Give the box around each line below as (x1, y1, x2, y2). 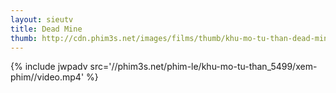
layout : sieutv (10, 14, 74, 25)
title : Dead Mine (10, 24, 83, 34)
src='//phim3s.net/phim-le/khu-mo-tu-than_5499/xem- (89, 61, 318, 73)
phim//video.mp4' (10, 71, 85, 83)
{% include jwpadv (10, 61, 88, 73)
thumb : (10, 33, 38, 43)
